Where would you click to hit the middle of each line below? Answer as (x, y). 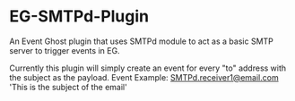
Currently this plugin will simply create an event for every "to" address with (148, 68)
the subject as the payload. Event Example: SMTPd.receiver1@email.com (144, 77)
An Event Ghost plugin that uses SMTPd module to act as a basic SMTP (141, 41)
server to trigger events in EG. (65, 50)
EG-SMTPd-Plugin (79, 17)
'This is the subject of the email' (68, 87)
